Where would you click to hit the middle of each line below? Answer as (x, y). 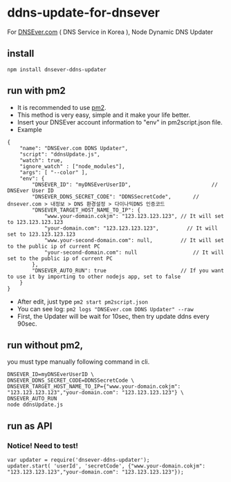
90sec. (27, 324)
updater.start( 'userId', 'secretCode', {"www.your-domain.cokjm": (107, 466)
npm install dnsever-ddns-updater (57, 69)
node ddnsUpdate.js (35, 405)
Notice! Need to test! (43, 445)
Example (30, 129)
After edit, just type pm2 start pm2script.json (83, 302)
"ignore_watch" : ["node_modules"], (73, 166)
